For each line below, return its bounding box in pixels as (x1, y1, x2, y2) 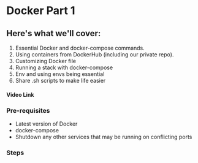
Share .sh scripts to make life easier (15, 77, 106, 84)
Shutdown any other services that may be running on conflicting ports (15, 133, 192, 140)
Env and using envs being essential (15, 70, 105, 77)
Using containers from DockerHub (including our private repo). (15, 51, 174, 58)
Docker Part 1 (6, 4, 75, 18)
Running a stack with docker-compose (15, 64, 113, 71)
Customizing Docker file (15, 58, 77, 64)
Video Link (6, 91, 34, 98)
